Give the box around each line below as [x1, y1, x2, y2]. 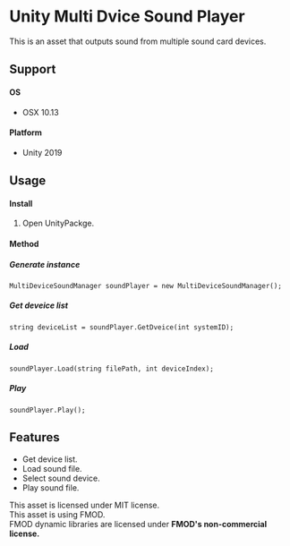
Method [9, 238, 39, 249]
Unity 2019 [21, 147, 63, 158]
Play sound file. [21, 482, 80, 493]
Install [9, 198, 33, 209]
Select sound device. [21, 473, 100, 483]
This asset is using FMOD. [9, 508, 106, 520]
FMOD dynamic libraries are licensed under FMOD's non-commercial [9, 518, 267, 529]
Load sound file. [21, 463, 82, 473]
